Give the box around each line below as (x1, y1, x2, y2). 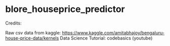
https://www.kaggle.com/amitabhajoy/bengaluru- (62, 29, 165, 35)
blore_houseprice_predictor (5, 3, 125, 15)
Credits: (5, 20, 22, 26)
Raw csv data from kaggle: (5, 29, 61, 35)
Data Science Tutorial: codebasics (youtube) (60, 35, 153, 41)
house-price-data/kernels (5, 35, 59, 41)
